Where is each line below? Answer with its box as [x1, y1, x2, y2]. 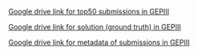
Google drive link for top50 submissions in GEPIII [8, 7, 170, 16]
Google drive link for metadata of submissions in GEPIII [8, 37, 190, 47]
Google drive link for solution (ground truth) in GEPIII [8, 22, 182, 31]
